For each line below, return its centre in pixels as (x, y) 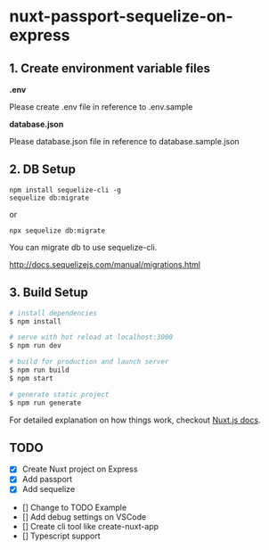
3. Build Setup (49, 293)
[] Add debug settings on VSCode (84, 517)
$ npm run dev (36, 346)
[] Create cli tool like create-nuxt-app (90, 526)
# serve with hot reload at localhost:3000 (91, 337)
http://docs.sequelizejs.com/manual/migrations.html (105, 264)
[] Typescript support (61, 536)
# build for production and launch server (89, 362)
